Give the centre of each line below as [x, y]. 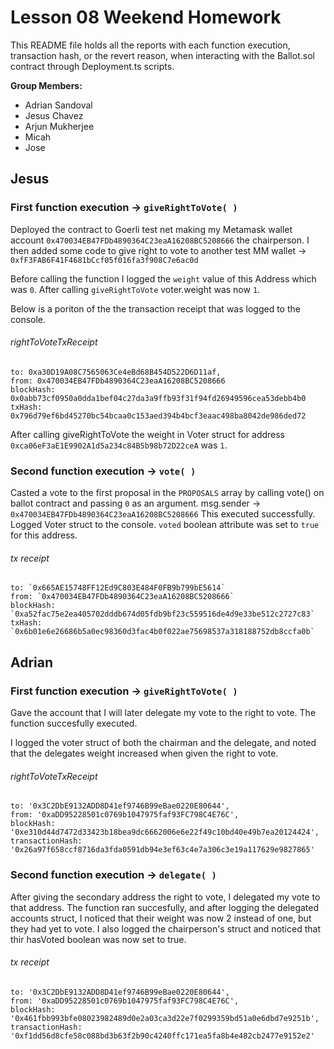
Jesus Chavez [54, 115]
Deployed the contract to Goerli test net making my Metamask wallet [151, 229]
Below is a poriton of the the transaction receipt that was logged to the [155, 308]
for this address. [44, 535]
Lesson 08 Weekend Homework [146, 17]
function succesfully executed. [74, 723]
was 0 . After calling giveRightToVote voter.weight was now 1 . [135, 289]
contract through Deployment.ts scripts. [92, 66]
